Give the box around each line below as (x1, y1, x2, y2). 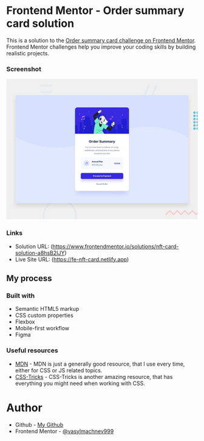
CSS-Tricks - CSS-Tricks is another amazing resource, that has (15, 373, 173, 380)
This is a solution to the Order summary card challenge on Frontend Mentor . (6, 36, 196, 44)
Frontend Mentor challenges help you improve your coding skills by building (6, 43, 196, 50)
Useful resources (6, 346, 59, 355)
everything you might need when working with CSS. (15, 380, 146, 387)
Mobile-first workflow (15, 325, 70, 332)
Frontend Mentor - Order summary (6, 4, 185, 18)
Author (6, 401, 42, 414)
